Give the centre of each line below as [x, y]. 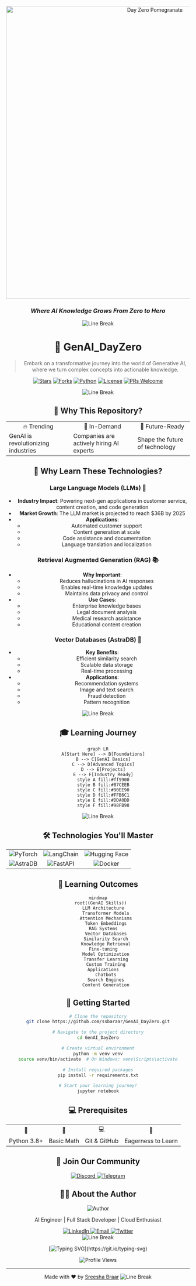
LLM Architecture [103, 908]
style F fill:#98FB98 [103, 805]
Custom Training [106, 964]
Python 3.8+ [26, 1141]
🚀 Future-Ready [162, 427]
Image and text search [107, 690]
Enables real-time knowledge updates [107, 587]
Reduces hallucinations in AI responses [106, 581]
